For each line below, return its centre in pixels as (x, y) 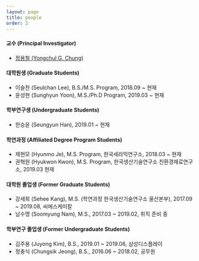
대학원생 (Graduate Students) (43, 73)
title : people (24, 18)
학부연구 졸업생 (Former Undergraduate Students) (68, 229)
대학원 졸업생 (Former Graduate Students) (58, 184)
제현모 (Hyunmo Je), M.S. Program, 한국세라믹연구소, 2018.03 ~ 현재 (98, 154)
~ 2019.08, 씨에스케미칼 (43, 206)
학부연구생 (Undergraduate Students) (53, 110)
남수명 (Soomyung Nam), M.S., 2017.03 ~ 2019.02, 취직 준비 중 (91, 214)
